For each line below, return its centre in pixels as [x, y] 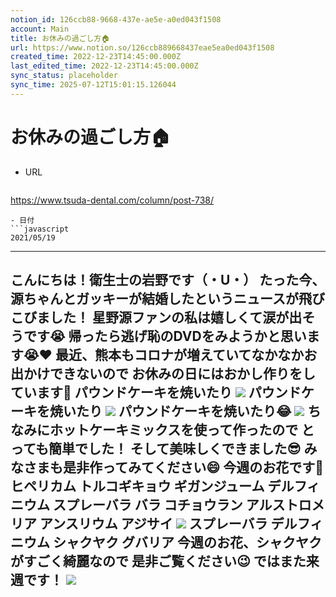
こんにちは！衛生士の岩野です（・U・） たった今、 [168, 280]
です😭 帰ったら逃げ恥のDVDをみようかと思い [165, 336]
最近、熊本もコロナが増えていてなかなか [179, 355]
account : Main [40, 29]
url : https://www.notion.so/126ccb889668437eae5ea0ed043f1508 [142, 47]
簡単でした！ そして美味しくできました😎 [175, 449]
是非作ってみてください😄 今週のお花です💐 [193, 467]
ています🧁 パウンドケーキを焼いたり [121, 392]
